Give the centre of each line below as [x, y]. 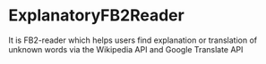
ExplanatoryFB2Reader [96, 16]
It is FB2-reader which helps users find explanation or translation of [133, 40]
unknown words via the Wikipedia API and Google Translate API [126, 49]
